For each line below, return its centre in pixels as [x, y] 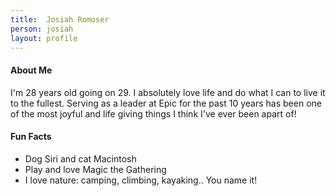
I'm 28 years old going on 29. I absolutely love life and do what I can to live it [168, 92]
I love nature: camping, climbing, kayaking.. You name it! [141, 180]
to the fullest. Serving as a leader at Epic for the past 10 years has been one [166, 103]
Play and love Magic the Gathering [95, 169]
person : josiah [42, 29]
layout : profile [44, 38]
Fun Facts [31, 137]
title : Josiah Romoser [60, 19]
